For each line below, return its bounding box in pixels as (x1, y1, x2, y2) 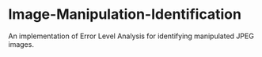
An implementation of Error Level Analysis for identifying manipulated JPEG (8, 31, 255, 41)
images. (8, 39, 34, 48)
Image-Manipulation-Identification (8, 5, 241, 23)
